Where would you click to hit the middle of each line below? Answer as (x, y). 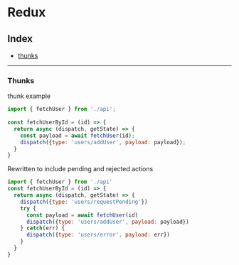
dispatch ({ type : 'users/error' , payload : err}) (98, 235)
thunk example (29, 96)
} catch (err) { (43, 228)
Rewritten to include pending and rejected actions (80, 169)
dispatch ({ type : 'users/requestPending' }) (84, 202)
